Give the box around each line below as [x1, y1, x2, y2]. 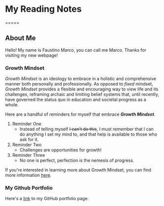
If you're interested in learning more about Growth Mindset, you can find [5, 167, 151, 173]
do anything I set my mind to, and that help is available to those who [19, 131, 158, 137]
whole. [5, 102, 19, 108]
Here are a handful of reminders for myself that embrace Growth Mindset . [5, 112, 156, 118]
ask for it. [19, 137, 39, 143]
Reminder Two [12, 142, 42, 148]
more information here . [5, 172, 52, 178]
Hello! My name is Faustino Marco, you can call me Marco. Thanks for [5, 47, 146, 53]
